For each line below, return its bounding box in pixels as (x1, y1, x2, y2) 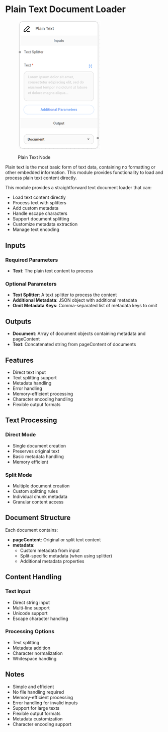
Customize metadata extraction (12, 221, 78, 228)
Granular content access (12, 499, 64, 505)
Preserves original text (12, 448, 59, 454)
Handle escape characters (12, 210, 68, 216)
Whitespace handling (12, 655, 57, 661)
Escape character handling (12, 615, 68, 622)
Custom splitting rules (12, 488, 58, 494)
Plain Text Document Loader (5, 4, 126, 15)
